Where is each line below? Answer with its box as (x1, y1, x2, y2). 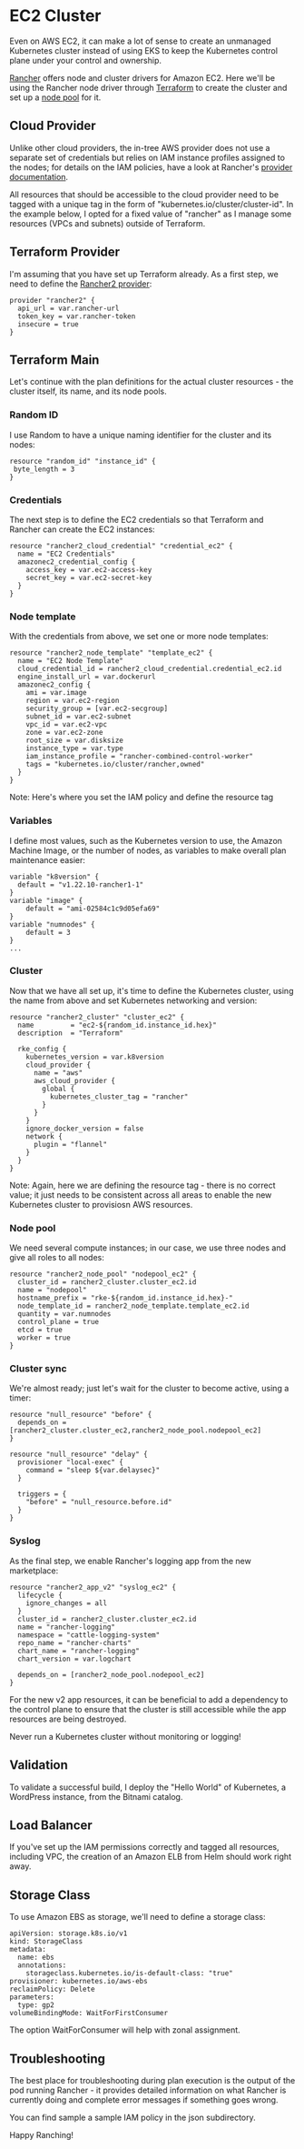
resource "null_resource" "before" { (9, 1411, 152, 1420)
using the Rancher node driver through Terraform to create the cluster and (9, 82, 288, 93)
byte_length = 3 (13, 465, 75, 474)
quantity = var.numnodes (17, 1310, 112, 1319)
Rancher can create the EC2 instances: (9, 524, 156, 535)
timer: (9, 1392, 32, 1403)
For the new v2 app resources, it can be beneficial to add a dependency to (9, 1693, 289, 1705)
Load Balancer (9, 1817, 93, 1833)
